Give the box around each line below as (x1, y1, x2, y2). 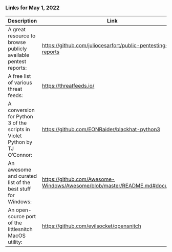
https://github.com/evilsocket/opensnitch (41, 222, 142, 229)
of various (8, 79, 32, 86)
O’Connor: (8, 152, 32, 159)
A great (8, 26, 26, 33)
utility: (8, 239, 23, 246)
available (8, 52, 30, 59)
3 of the (8, 119, 27, 127)
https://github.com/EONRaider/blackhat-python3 (41, 126, 160, 133)
